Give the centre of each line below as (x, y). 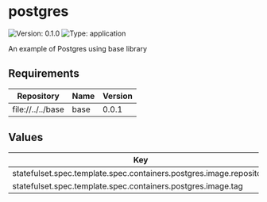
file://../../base (39, 109)
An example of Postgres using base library (78, 48)
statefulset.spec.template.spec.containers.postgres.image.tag (128, 186)
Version (117, 96)
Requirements (44, 74)
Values (26, 137)
